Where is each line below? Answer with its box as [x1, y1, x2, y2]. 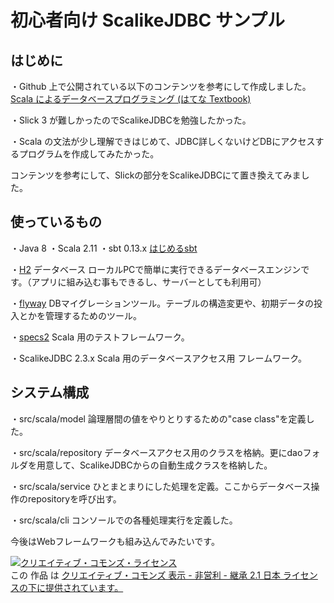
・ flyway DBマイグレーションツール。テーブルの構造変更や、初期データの [10, 297, 314, 309]
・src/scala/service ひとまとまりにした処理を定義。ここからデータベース [10, 480, 312, 492]
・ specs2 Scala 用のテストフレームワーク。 [10, 331, 190, 343]
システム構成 [10, 384, 90, 401]
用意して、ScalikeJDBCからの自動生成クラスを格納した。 [36, 459, 273, 471]
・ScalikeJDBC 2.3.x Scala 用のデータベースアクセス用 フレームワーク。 [10, 352, 308, 364]
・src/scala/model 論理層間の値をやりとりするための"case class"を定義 [10, 412, 307, 425]
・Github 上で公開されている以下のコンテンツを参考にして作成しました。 [10, 81, 312, 92]
